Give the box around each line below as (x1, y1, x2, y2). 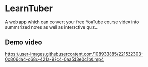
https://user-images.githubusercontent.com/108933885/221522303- (5, 51, 144, 57)
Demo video (5, 38, 42, 47)
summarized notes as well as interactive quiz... (5, 24, 99, 30)
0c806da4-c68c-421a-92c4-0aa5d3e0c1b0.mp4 (5, 56, 104, 62)
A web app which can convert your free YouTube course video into (5, 19, 139, 25)
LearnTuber (5, 3, 53, 14)
